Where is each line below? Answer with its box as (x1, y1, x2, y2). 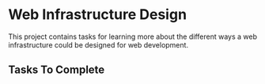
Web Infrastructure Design (8, 6, 187, 24)
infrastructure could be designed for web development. (8, 40, 188, 49)
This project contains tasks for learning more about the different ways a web (8, 32, 257, 41)
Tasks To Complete (8, 63, 105, 77)
